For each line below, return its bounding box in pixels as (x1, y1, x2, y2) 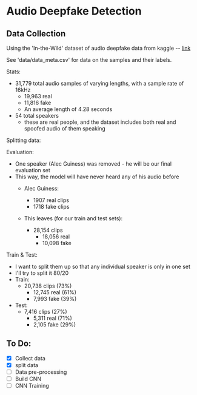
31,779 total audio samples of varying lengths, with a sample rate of (15, 80, 184, 87)
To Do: (6, 339, 32, 349)
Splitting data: (6, 137, 41, 144)
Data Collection (6, 29, 66, 39)
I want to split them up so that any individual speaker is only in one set (15, 263, 191, 270)
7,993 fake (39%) (33, 295, 77, 302)
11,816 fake (24, 99, 52, 106)
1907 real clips (33, 197, 70, 204)
